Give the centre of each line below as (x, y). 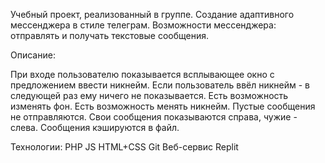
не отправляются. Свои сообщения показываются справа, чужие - (154, 117)
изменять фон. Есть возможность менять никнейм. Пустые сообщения (163, 106)
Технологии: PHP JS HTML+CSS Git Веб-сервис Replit (124, 147)
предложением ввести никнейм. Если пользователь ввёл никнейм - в (160, 85)
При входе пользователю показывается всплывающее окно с (142, 74)
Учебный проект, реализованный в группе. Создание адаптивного (152, 14)
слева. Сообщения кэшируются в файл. (95, 127)
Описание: (33, 55)
